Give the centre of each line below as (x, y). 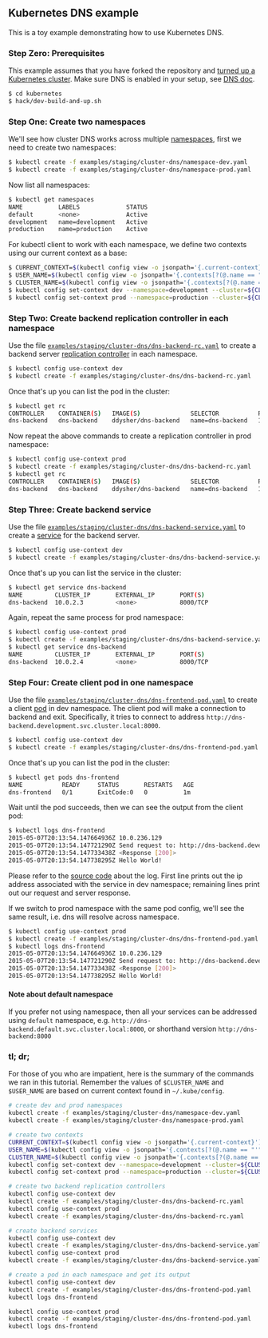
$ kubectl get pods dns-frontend (64, 777)
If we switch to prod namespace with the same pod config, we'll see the (126, 908)
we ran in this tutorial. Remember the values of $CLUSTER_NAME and (116, 1082)
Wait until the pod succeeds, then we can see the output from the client (126, 808)
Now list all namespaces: (49, 185)
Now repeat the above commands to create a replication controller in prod (130, 436)
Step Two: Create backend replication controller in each (118, 318)
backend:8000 (30, 1036)
